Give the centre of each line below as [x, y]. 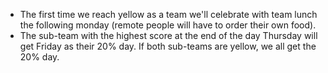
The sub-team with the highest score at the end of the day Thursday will [168, 35]
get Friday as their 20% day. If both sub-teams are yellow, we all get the [168, 46]
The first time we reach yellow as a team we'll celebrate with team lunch [168, 14]
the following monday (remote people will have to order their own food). [168, 25]
